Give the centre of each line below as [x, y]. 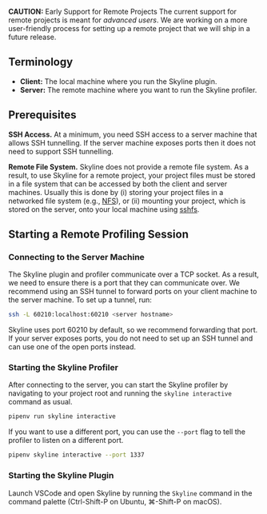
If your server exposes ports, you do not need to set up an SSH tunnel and [131, 338]
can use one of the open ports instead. [72, 347]
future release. [32, 37]
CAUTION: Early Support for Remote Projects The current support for [123, 12]
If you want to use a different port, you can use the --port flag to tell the [127, 432]
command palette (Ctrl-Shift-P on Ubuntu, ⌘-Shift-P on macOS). [115, 501]
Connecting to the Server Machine [77, 257]
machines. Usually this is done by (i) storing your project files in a [116, 192]
